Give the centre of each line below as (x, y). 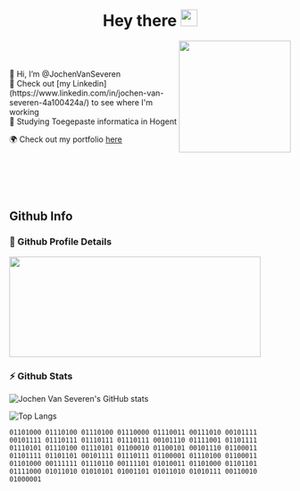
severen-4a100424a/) (50, 102)
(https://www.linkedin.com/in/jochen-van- (87, 93)
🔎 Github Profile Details (61, 242)
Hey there (139, 21)
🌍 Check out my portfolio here (66, 139)
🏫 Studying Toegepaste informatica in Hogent (93, 121)
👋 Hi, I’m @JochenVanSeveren (65, 74)
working (25, 112)
